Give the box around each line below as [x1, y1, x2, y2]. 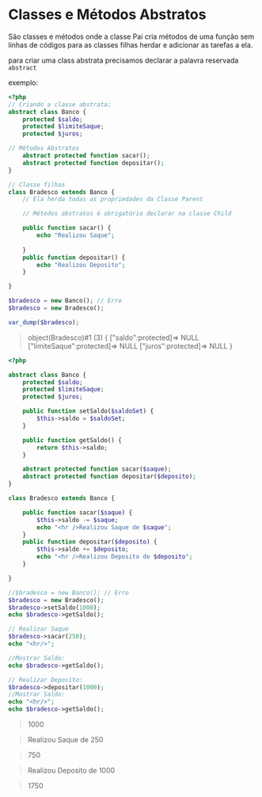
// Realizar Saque [8, 625, 69, 633]
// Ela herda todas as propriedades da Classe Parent [22, 196, 203, 204]
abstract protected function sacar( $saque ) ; [22, 465, 172, 473]
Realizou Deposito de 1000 [27, 766, 116, 776]
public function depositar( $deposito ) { [22, 538, 158, 546]
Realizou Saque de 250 [27, 735, 104, 745]
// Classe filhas [8, 181, 66, 189]
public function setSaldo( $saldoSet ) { [22, 407, 154, 415]
